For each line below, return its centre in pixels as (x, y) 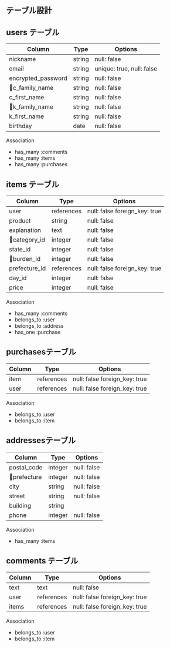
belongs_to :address (39, 326)
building (20, 505)
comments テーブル (42, 561)
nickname (23, 59)
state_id (20, 250)
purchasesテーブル (41, 352)
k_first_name (27, 116)
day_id (18, 278)
